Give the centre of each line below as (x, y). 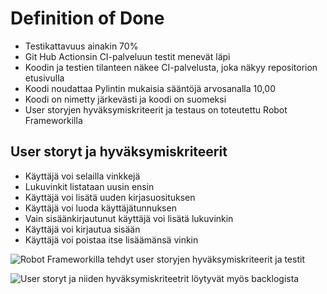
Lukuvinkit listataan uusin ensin (89, 186)
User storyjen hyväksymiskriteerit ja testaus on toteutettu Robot (156, 109)
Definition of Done (87, 18)
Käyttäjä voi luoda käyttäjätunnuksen (100, 208)
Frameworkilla (53, 120)
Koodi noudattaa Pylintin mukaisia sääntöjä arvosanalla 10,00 (150, 88)
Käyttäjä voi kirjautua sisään (82, 229)
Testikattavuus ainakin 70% (81, 46)
